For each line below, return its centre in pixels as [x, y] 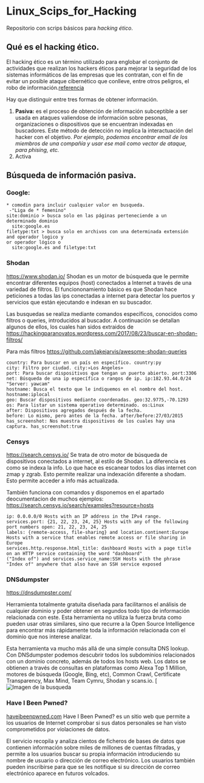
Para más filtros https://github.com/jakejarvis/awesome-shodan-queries [97, 351]
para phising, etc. [37, 149]
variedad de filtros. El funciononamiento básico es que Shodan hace [92, 289]
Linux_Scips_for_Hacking [71, 11]
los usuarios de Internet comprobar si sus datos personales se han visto [97, 723]
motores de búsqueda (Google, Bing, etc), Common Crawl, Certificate [93, 674]
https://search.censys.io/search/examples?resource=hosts [80, 505]
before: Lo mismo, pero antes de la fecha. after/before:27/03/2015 [95, 415]
